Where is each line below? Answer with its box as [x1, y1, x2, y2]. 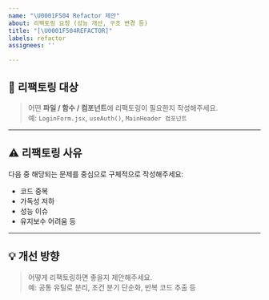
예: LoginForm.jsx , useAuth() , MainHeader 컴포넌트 [27, 113, 187, 123]
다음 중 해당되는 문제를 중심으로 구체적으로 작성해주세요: [8, 169, 184, 179]
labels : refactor [8, 34, 66, 43]
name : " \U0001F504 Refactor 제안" [8, 11, 120, 20]
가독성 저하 [19, 196, 55, 205]
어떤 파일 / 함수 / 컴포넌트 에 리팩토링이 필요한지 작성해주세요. [27, 103, 219, 112]
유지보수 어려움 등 [19, 216, 76, 225]
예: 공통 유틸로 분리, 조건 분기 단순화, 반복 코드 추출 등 [27, 282, 196, 292]
